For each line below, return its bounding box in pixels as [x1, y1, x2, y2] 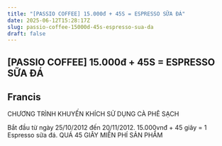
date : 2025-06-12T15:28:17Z [7, 17, 91, 24]
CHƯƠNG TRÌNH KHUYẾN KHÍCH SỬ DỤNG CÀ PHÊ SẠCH [7, 110, 179, 118]
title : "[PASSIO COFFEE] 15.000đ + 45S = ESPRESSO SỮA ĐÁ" [7, 10, 186, 18]
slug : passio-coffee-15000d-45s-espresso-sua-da [7, 23, 154, 30]
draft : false [7, 30, 46, 37]
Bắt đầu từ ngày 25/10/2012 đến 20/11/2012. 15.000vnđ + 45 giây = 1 [7, 123, 207, 132]
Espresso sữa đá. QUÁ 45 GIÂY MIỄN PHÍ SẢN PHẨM [7, 131, 163, 140]
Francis [7, 91, 41, 103]
